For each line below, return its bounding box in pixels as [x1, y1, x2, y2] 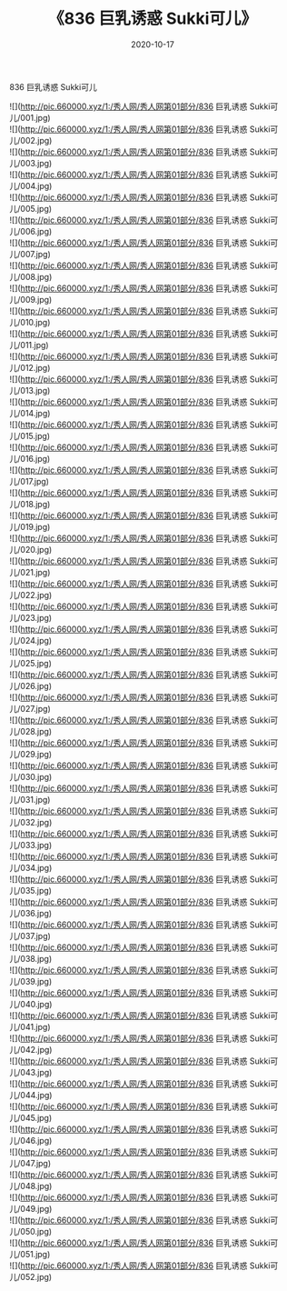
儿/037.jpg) [9, 930, 52, 941]
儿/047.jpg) [9, 1157, 52, 1168]
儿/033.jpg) [9, 839, 53, 850]
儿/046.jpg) [9, 1135, 53, 1146]
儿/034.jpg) [9, 862, 53, 873]
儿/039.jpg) [9, 976, 53, 986]
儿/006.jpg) [9, 225, 53, 236]
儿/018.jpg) [9, 498, 51, 509]
